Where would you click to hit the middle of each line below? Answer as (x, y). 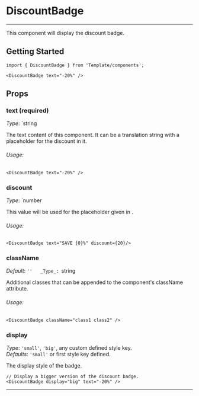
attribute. (17, 289)
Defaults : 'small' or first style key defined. (58, 354)
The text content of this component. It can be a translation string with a (93, 135)
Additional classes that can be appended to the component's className (95, 282)
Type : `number (24, 200)
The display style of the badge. (44, 365)
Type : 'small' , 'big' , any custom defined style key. (69, 347)
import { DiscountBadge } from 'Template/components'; (75, 65)
